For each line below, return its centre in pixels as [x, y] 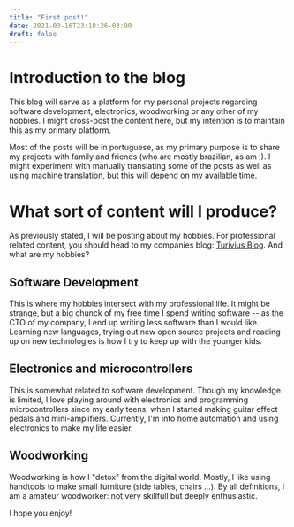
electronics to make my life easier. [72, 428]
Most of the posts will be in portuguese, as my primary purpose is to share [145, 148]
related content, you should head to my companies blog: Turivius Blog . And [146, 245]
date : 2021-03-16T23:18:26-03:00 [71, 26]
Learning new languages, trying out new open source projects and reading [145, 332]
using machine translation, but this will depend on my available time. [133, 176]
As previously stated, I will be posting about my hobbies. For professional [142, 236]
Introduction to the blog [98, 77]
